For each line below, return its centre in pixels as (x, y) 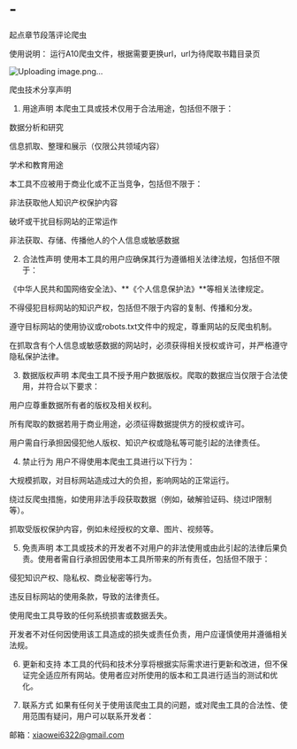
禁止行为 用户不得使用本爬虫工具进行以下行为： (108, 461)
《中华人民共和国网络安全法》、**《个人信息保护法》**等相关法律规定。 (139, 289)
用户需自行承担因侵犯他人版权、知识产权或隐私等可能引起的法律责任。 (137, 443)
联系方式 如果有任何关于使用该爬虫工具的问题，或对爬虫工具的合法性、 (151, 705)
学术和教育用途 (36, 165)
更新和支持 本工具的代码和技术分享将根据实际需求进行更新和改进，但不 (151, 664)
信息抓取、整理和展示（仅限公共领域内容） (87, 146)
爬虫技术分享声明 (40, 89)
